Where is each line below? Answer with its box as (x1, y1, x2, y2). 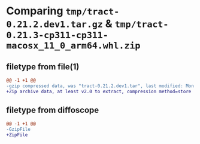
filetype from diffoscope (6, 105, 99, 115)
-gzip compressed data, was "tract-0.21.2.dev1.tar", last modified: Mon (6, 82, 195, 89)
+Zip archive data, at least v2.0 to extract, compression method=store (6, 88, 192, 94)
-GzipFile (6, 127, 31, 133)
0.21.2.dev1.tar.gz (6, 19, 103, 30)
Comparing (6, 4, 63, 18)
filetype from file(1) (6, 62, 80, 72)
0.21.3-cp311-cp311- (6, 30, 109, 41)
